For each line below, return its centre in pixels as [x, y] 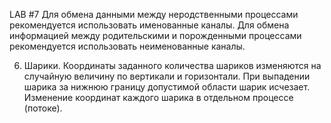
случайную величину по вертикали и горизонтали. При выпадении [167, 76]
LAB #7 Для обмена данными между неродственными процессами [154, 14]
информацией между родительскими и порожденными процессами [155, 35]
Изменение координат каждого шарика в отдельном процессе [158, 97]
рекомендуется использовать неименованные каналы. [127, 46]
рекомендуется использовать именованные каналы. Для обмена [149, 25]
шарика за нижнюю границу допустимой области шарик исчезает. [167, 87]
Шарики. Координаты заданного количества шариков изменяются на [172, 65]
